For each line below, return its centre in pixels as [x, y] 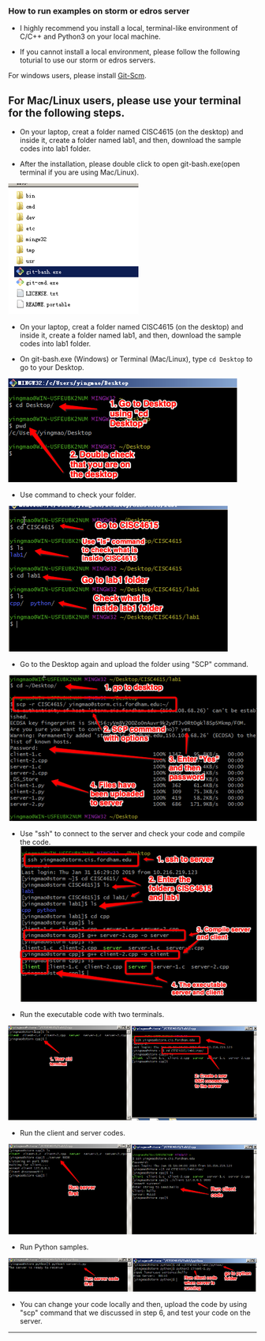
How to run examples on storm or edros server [99, 11]
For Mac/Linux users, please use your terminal [125, 100]
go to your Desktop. [52, 367]
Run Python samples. [54, 1247]
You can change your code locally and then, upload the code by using [133, 1304]
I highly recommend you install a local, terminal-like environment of [129, 28]
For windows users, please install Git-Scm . [78, 76]
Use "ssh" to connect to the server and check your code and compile [132, 833]
